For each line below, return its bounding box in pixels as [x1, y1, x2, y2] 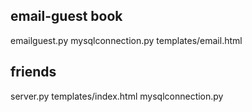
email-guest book [10, 8, 123, 25]
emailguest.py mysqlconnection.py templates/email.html [10, 34, 243, 46]
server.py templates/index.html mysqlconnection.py [10, 90, 224, 102]
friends [10, 64, 57, 81]
